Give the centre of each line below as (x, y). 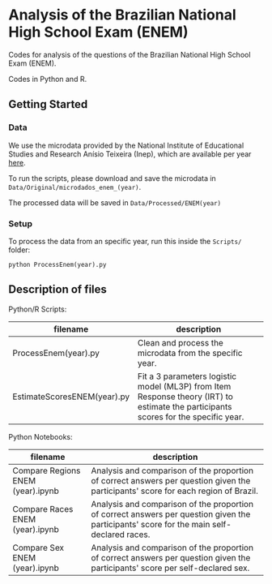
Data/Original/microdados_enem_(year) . (75, 187)
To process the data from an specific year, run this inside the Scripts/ (125, 241)
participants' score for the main (151, 524)
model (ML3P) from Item (184, 386)
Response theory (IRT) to (185, 397)
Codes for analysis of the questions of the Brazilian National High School (130, 54)
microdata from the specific (190, 353)
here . (17, 162)
